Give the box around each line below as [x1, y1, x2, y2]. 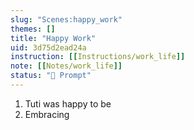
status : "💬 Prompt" [10, 71, 92, 81]
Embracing [24, 108, 70, 120]
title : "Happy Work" [10, 33, 97, 43]
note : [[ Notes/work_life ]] [10, 61, 123, 71]
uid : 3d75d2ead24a [10, 42, 87, 53]
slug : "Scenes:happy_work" [10, 14, 123, 25]
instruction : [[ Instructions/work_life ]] [10, 52, 186, 62]
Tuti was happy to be [24, 97, 112, 110]
